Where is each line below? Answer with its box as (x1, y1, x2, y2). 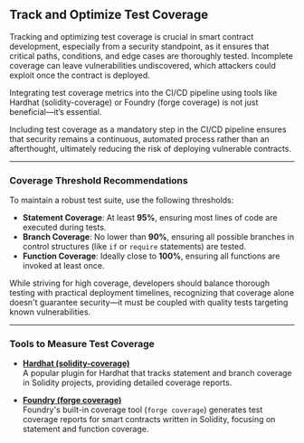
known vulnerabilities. (9, 306, 91, 317)
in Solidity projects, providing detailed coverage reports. (22, 377, 233, 388)
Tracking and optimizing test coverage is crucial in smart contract (9, 31, 254, 42)
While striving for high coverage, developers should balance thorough (9, 278, 270, 288)
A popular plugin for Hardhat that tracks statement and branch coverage (22, 368, 292, 379)
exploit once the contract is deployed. (9, 70, 151, 80)
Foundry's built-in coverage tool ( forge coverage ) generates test (22, 404, 263, 415)
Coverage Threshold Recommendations (9, 174, 188, 186)
